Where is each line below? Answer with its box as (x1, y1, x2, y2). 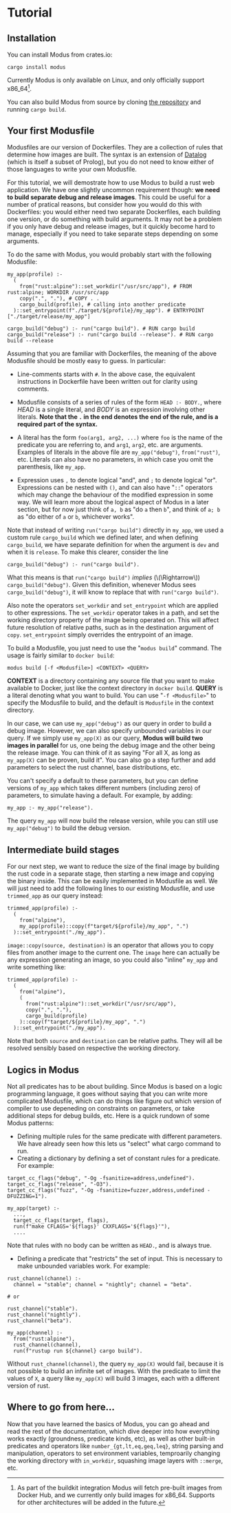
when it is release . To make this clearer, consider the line (7, 548, 168, 556)
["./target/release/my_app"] (7, 313, 91, 320)
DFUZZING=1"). (7, 1193, 48, 1200)
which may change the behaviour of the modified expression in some (16, 491, 213, 499)
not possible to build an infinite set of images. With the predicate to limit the (7, 1367, 221, 1375)
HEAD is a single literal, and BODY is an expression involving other (16, 405, 205, 414)
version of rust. (7, 1381, 50, 1390)
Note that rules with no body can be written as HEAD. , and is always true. (7, 1242, 212, 1250)
